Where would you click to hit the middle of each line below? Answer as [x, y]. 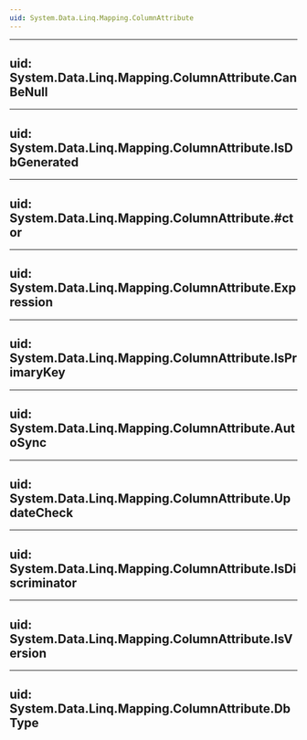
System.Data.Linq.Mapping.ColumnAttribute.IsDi [153, 569]
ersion [28, 653]
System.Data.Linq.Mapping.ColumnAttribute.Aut [152, 429]
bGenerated [44, 162]
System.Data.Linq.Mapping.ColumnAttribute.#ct [152, 218]
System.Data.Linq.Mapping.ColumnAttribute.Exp [153, 288]
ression [31, 302]
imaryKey [37, 372]
